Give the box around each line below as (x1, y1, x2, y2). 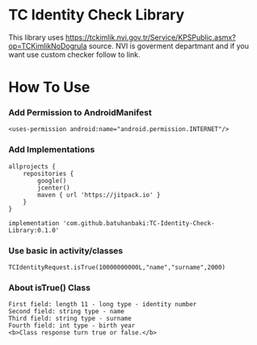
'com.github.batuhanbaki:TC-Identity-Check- (62, 219, 216, 228)
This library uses (8, 32, 65, 42)
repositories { (23, 169, 74, 177)
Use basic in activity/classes (8, 245, 124, 256)
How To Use (8, 79, 91, 96)
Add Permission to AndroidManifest (8, 107, 152, 118)
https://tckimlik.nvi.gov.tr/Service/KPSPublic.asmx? (65, 32, 236, 42)
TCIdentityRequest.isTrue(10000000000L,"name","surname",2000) (8, 263, 226, 272)
